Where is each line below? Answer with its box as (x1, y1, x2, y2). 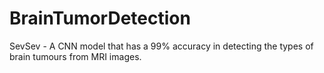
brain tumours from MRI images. (9, 50, 142, 62)
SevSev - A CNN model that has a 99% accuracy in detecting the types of (9, 40, 314, 52)
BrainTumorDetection (9, 7, 191, 30)
